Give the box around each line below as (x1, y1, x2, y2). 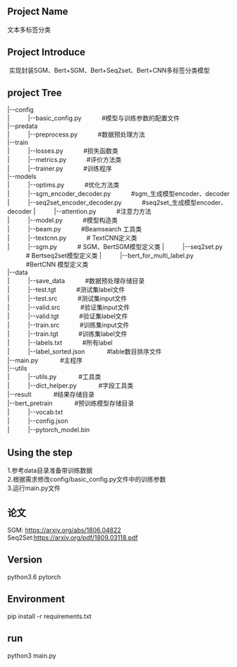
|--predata (7, 122, 38, 130)
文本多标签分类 (7, 25, 51, 34)
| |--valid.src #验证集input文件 (7, 303, 130, 312)
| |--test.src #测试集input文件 (7, 294, 128, 303)
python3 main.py (7, 651, 56, 660)
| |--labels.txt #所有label (7, 339, 113, 347)
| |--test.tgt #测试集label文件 (7, 286, 126, 294)
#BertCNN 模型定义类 (25, 260, 89, 269)
